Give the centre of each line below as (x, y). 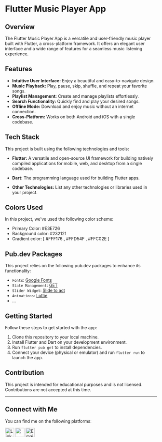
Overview (20, 27)
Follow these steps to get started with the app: (51, 328)
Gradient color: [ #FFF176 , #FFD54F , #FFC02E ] (61, 239)
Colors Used (24, 207)
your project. (25, 192)
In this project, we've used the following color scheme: (59, 219)
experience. (17, 54)
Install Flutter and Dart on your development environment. (69, 342)
